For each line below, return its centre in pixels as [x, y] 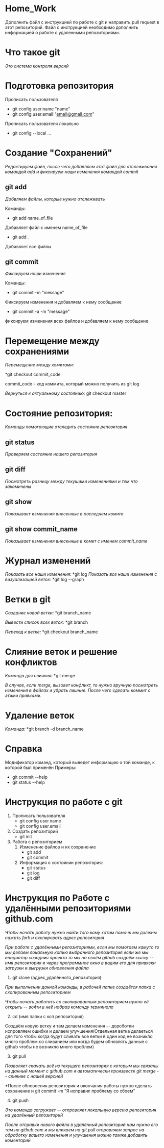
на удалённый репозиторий [34, 1115]
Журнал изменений [48, 561]
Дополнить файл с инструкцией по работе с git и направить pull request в [82, 22]
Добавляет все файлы [28, 246]
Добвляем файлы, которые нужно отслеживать [55, 199]
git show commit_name [41, 529]
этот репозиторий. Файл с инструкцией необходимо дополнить [72, 27]
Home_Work [31, 9]
